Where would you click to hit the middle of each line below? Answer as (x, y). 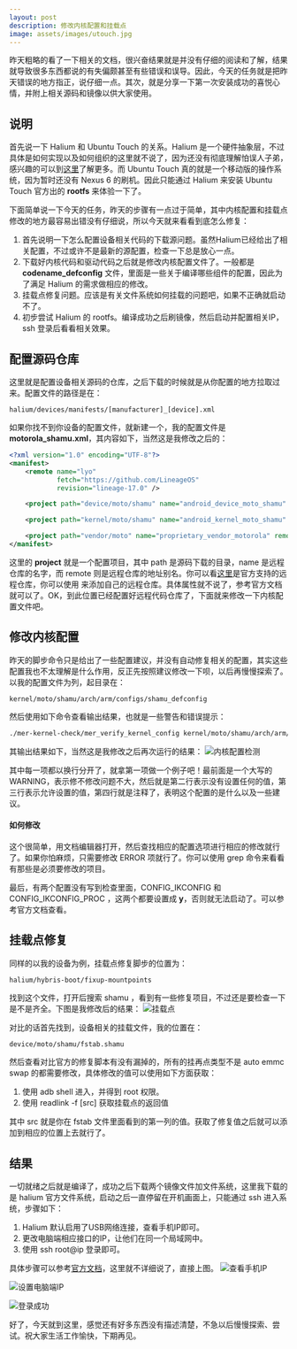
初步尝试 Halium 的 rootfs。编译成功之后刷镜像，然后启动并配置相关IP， (153, 317)
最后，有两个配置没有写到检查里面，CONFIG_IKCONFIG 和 (115, 887)
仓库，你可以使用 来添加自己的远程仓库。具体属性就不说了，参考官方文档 (149, 584)
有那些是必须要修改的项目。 (60, 868)
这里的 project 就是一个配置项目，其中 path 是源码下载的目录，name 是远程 (147, 562)
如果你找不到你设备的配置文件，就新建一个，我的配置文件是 (118, 427)
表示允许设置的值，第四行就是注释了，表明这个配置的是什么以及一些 (148, 792)
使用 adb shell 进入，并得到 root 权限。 (93, 1092)
